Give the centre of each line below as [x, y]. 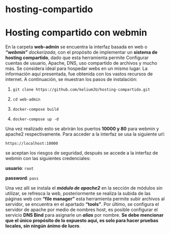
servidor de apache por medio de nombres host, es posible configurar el [82, 210]
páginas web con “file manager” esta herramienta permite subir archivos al [85, 199]
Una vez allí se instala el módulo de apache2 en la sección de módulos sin [84, 188]
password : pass [22, 178]
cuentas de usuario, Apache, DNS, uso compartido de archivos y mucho [81, 63]
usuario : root [20, 168]
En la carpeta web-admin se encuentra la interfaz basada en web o [76, 47]
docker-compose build [35, 110]
